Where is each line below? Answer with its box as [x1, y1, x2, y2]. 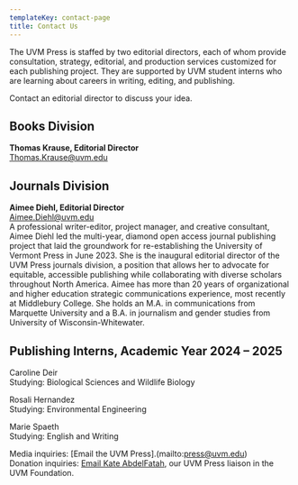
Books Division [9, 118, 95, 133]
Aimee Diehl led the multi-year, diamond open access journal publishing [9, 231, 276, 242]
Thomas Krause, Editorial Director [9, 142, 140, 153]
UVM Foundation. [9, 467, 75, 478]
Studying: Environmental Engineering [9, 403, 147, 415]
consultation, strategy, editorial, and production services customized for [9, 56, 277, 67]
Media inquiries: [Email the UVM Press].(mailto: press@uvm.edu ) [9, 448, 248, 459]
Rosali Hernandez [9, 394, 75, 405]
